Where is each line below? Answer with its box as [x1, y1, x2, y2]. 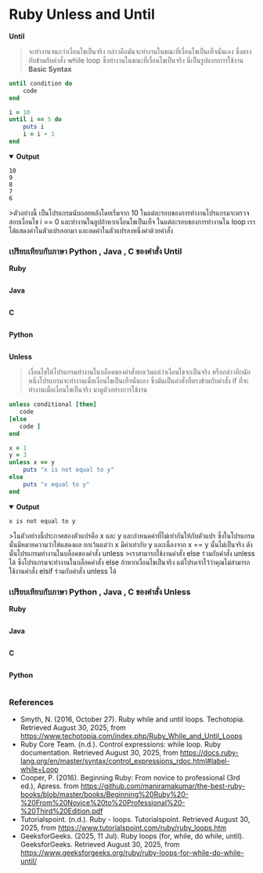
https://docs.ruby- [179, 748, 240, 758]
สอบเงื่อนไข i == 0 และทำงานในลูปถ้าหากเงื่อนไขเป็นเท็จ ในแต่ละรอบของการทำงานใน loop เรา [9, 217, 256, 226]
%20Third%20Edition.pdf [20, 806, 103, 816]
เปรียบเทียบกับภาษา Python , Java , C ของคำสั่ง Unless [9, 586, 191, 597]
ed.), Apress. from [20, 781, 79, 791]
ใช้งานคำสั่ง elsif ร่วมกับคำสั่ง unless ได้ [9, 566, 117, 575]
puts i [23, 123, 45, 131]
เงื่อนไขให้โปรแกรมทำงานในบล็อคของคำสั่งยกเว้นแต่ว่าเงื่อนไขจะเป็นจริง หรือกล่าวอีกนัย [27, 367, 251, 377]
